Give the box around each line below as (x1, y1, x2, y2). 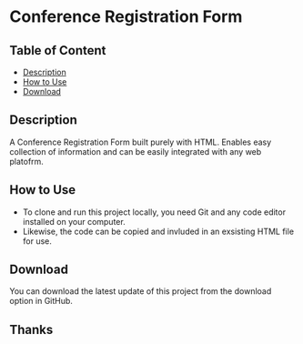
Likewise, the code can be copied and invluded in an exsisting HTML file (22, 226, 294, 237)
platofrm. (9, 156, 44, 167)
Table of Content (9, 43, 106, 58)
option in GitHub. (9, 296, 73, 307)
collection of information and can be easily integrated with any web (9, 146, 262, 157)
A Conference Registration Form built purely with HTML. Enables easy (9, 137, 272, 147)
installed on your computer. (22, 216, 126, 227)
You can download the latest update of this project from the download (9, 286, 272, 297)
